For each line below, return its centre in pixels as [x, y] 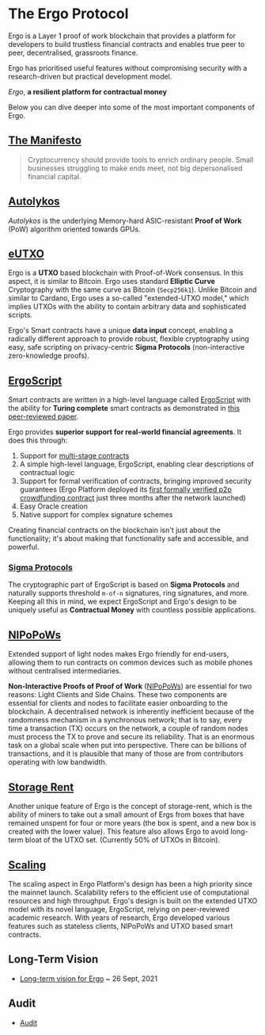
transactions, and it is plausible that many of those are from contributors [126, 753]
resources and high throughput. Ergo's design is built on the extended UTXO [133, 900]
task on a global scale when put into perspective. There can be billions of [128, 746]
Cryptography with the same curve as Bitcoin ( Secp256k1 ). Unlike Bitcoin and [132, 289]
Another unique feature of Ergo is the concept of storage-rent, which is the [131, 807]
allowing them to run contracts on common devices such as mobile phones [131, 662]
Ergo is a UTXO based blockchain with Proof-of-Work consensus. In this [126, 273]
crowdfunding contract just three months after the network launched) [133, 498]
